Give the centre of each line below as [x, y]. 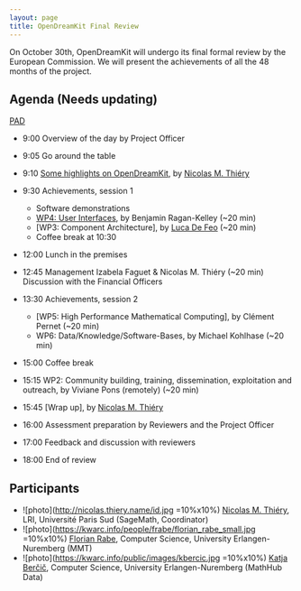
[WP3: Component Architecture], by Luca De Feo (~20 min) [146, 227]
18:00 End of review [59, 460]
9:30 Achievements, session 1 [78, 191]
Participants [44, 488]
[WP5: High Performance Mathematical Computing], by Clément [155, 317]
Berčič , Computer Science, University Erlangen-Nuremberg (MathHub [152, 568]
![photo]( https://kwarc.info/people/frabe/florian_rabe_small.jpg [139, 530]
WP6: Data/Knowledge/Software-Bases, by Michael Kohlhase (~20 [160, 336]
